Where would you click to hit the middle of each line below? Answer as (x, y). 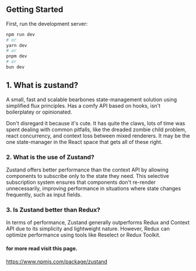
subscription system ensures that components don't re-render (81, 182)
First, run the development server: (47, 23)
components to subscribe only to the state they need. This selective (87, 176)
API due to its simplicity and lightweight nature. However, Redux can (88, 229)
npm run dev (20, 35)
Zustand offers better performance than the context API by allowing (87, 170)
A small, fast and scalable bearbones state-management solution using (91, 100)
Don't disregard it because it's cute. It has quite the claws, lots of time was (96, 123)
